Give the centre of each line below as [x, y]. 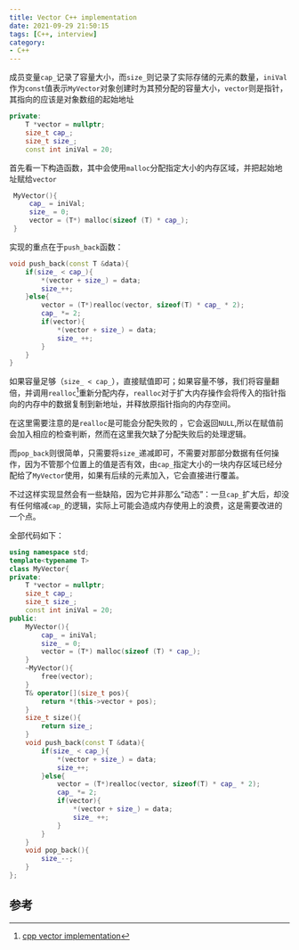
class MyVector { [39, 569]
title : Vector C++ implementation [73, 17]
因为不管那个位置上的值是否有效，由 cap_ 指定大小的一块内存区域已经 [149, 463]
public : [24, 618]
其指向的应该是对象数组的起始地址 [72, 100]
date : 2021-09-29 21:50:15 [59, 26]
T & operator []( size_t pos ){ [77, 693]
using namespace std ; [49, 552]
